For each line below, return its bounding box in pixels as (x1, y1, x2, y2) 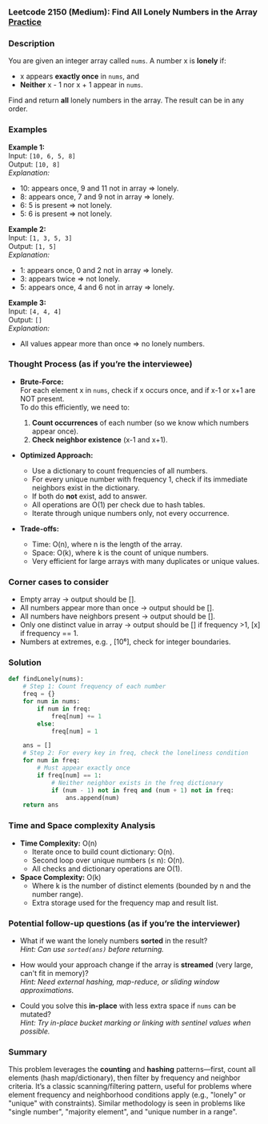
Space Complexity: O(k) (19, 872, 102, 882)
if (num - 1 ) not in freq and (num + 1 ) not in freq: (50, 786, 234, 794)
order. (8, 104, 28, 114)
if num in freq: (37, 705, 91, 713)
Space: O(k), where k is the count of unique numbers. (31, 547, 210, 558)
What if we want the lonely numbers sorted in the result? (19, 935, 208, 946)
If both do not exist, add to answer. (31, 491, 148, 501)
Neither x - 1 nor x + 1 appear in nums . (19, 80, 144, 90)
